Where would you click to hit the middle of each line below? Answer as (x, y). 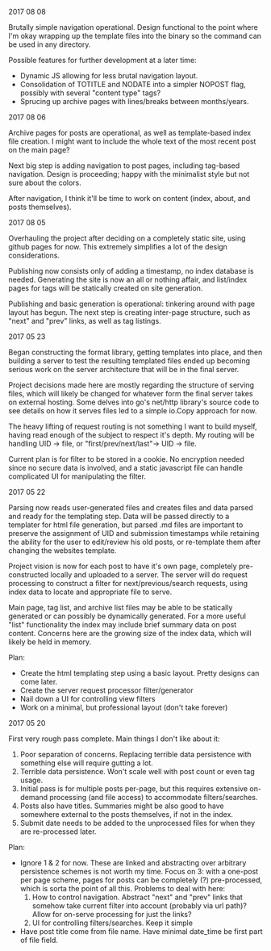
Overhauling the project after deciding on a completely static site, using (127, 238)
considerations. (34, 255)
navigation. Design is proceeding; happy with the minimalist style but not (129, 174)
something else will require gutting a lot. (86, 763)
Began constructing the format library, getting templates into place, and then (135, 352)
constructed (29, 575)
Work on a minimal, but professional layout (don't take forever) (124, 707)
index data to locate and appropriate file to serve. (90, 592)
